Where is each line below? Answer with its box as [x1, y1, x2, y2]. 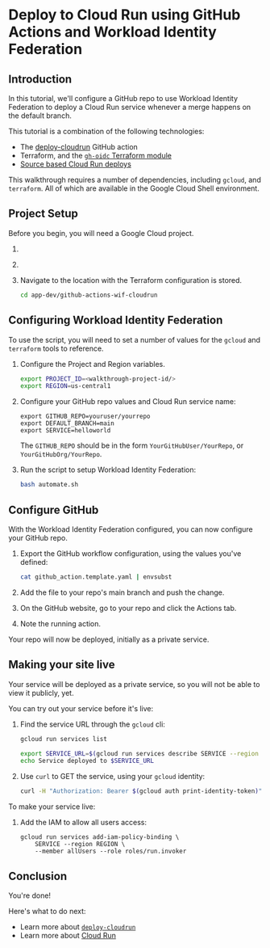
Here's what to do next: [8, 906, 86, 916]
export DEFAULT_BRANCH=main [19, 419, 114, 428]
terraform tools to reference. [8, 343, 104, 353]
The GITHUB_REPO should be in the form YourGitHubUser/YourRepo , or [19, 440, 244, 450]
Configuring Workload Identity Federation [8, 314, 223, 327]
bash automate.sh [19, 481, 79, 489]
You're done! [8, 891, 51, 900]
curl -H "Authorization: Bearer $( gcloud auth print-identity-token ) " [19, 787, 263, 795]
